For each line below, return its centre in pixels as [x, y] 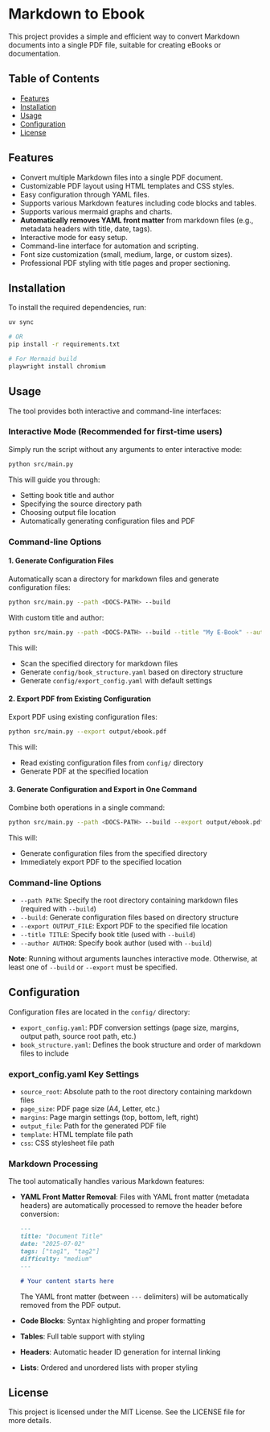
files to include [45, 1053]
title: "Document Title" [61, 1237]
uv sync [21, 322]
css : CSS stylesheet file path [67, 1143]
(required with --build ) [58, 909]
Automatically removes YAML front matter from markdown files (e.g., [137, 220]
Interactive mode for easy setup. [74, 237]
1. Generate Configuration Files [61, 561]
